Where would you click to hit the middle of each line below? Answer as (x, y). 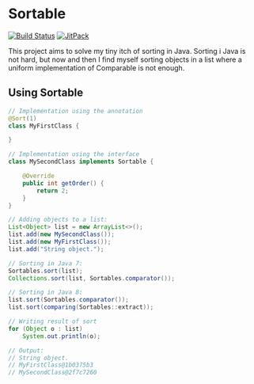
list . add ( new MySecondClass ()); (61, 234)
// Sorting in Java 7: (45, 263)
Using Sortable (46, 93)
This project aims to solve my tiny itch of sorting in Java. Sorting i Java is (127, 51)
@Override (39, 176)
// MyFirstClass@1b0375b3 (51, 365)
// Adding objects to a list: (58, 220)
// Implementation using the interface (74, 154)
